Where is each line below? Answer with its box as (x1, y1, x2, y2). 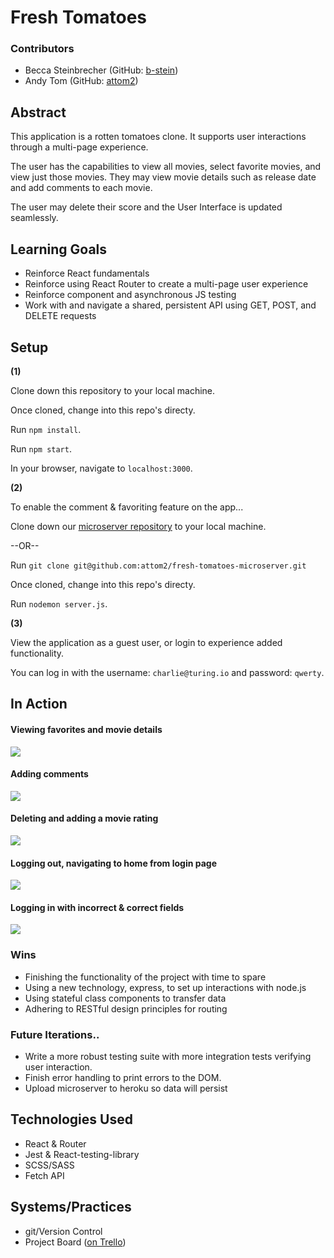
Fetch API (24, 1169, 65, 1181)
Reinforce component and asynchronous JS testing (24, 289, 237, 301)
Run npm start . (10, 442, 72, 455)
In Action (10, 696, 68, 713)
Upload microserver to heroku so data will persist (24, 1082, 228, 1094)
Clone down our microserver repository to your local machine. (10, 520, 267, 532)
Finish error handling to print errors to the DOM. (24, 1071, 222, 1083)
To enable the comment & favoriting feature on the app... (10, 501, 244, 513)
